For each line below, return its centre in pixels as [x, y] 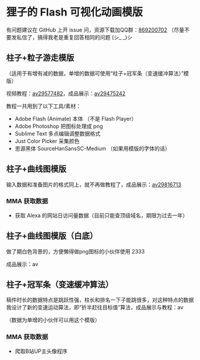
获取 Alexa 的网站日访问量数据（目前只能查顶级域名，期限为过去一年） [101, 215]
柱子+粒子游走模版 [40, 58]
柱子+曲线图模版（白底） [52, 236]
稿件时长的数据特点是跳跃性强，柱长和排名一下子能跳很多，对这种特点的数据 [100, 300]
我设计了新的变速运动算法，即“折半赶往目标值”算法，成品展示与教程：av [95, 308]
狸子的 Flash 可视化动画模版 [74, 12]
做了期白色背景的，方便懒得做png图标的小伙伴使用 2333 [75, 251]
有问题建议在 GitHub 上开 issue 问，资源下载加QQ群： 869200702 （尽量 [95, 30]
